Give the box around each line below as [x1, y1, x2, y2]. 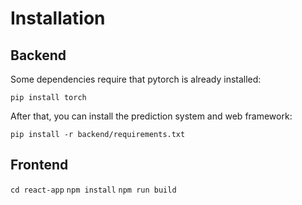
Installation [10, 7, 106, 30]
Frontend [10, 157, 69, 174]
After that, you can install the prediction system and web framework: [10, 110, 293, 122]
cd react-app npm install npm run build [10, 185, 177, 195]
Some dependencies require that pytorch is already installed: [10, 73, 262, 85]
